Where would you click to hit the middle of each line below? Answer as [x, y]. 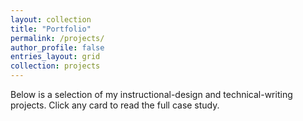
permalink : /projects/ [57, 38]
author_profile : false [57, 47]
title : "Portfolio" [51, 29]
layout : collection [51, 19]
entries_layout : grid [55, 57]
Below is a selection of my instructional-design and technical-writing [151, 94]
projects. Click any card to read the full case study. [115, 105]
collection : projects [55, 66]
